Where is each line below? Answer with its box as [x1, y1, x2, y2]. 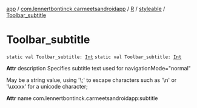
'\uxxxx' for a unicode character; [6, 83, 88, 90]
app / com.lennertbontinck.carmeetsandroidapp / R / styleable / [6, 5, 165, 12]
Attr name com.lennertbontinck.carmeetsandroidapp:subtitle [6, 94, 158, 102]
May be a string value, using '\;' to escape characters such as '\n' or [6, 76, 177, 84]
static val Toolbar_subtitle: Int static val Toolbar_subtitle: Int [6, 54, 182, 60]
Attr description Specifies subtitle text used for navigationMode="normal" [6, 64, 191, 72]
